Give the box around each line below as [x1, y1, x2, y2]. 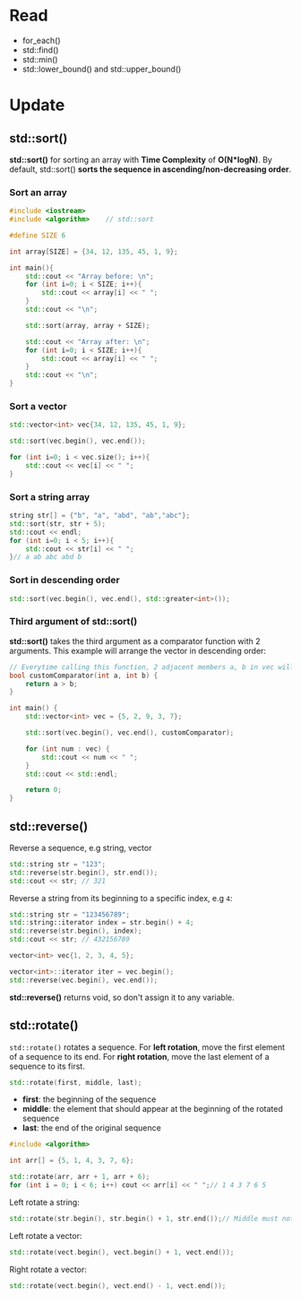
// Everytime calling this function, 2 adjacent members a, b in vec [9, 662, 275, 672]
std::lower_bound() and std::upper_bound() [21, 64, 182, 74]
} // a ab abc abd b [9, 553, 82, 562]
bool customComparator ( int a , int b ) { [9, 671, 159, 680]
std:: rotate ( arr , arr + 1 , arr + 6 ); [9, 1173, 150, 1182]
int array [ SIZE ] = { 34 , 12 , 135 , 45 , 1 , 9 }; [9, 247, 178, 256]
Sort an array [9, 185, 67, 198]
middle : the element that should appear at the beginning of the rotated [21, 1104, 284, 1114]
